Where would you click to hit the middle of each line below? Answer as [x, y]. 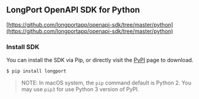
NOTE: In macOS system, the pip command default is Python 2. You [106, 83]
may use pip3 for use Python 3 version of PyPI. [80, 89]
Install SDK [23, 47]
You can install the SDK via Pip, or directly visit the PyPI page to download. [100, 60]
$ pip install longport [37, 71]
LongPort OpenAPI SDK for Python [73, 10]
